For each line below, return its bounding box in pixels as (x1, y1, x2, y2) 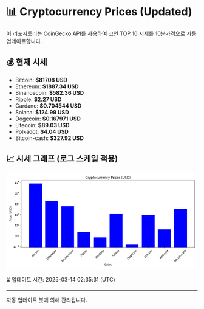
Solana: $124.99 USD (15, 108, 69, 116)
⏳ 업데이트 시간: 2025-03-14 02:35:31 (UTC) (6, 276, 115, 283)
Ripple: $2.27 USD (15, 95, 62, 103)
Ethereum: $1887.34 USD (15, 83, 79, 90)
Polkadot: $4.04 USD (15, 128, 69, 135)
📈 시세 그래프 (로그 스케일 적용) (6, 153, 118, 164)
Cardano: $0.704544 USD (15, 102, 82, 109)
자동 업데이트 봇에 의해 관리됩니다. (6, 296, 87, 304)
